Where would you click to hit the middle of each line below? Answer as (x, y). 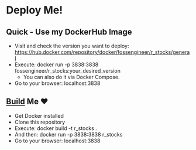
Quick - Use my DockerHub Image (69, 32)
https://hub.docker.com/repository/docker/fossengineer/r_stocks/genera (102, 52)
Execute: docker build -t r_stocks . (56, 128)
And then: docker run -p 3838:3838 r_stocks (68, 134)
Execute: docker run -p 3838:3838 (56, 64)
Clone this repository (40, 122)
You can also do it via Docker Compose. (71, 77)
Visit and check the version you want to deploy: (72, 46)
